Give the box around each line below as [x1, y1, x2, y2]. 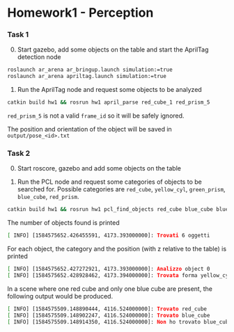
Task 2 [7, 148, 31, 158]
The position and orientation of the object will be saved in [7, 125, 172, 134]
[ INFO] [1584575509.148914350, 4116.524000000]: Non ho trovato [7, 318, 201, 325]
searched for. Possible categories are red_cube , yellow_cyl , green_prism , [17, 185, 226, 193]
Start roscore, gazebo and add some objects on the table [17, 164, 181, 173]
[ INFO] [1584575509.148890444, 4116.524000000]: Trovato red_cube [7, 305, 208, 313]
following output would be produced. [7, 292, 114, 300]
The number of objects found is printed [7, 219, 120, 227]
